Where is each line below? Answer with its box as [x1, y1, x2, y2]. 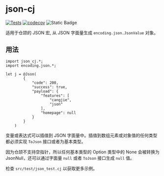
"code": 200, [31, 80, 58, 85]
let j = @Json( [5, 72, 37, 76]
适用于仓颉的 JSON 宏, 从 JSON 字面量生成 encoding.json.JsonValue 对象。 [5, 29, 159, 35]
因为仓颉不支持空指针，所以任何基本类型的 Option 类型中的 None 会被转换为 [5, 149, 160, 155]
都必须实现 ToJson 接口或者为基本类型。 [5, 138, 86, 144]
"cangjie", [49, 97, 72, 102]
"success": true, [31, 84, 68, 89]
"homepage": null [40, 110, 77, 115]
